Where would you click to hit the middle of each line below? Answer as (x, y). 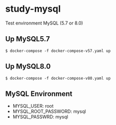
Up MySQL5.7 (28, 39)
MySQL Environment (39, 94)
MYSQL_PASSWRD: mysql (40, 117)
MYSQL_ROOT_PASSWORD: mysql (49, 111)
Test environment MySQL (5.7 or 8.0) (44, 23)
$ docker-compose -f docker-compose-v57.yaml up (58, 51)
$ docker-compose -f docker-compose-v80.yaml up (58, 78)
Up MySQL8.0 (28, 67)
